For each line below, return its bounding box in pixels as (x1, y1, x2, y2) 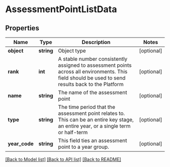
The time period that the (58, 104, 115, 110)
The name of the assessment (58, 89, 127, 96)
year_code (8, 140, 34, 147)
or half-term (58, 129, 88, 136)
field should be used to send (58, 74, 125, 81)
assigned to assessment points (58, 62, 132, 69)
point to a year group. (58, 143, 109, 150)
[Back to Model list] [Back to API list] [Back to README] (5, 156, 121, 162)
